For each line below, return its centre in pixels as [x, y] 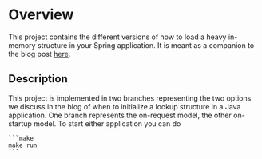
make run [23, 145]
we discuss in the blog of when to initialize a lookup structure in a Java [125, 106]
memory [22, 45]
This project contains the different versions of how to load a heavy [117, 37]
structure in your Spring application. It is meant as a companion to [146, 45]
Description [38, 79]
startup [20, 123]
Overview [41, 15]
